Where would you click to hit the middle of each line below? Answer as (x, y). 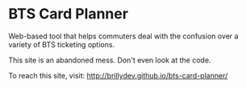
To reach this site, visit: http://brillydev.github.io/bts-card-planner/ (118, 75)
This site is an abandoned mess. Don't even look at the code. (110, 60)
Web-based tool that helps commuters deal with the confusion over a (123, 36)
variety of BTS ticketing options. (62, 44)
